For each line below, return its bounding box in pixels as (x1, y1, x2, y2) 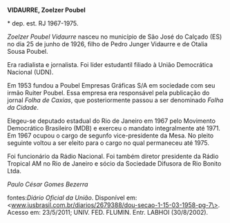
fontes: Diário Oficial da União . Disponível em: (7, 193, 137, 202)
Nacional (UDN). (7, 68, 54, 76)
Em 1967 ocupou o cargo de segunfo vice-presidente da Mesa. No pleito (7, 131, 214, 139)
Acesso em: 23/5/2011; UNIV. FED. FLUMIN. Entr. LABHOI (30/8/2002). (7, 209, 209, 216)
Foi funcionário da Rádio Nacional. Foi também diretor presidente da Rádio (7, 152, 219, 160)
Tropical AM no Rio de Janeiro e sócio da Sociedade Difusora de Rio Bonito (7, 159, 222, 168)
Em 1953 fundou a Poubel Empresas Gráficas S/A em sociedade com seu (7, 81, 215, 89)
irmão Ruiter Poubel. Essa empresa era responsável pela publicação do (7, 89, 210, 97)
